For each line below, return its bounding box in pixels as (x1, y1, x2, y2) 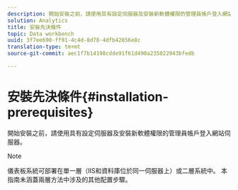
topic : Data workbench (7, 30, 74, 38)
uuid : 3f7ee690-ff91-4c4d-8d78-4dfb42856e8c (7, 37, 141, 44)
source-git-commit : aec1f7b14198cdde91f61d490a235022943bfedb (7, 50, 195, 57)
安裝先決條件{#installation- (7, 89, 169, 105)
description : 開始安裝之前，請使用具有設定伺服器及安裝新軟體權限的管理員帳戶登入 (7, 10, 223, 18)
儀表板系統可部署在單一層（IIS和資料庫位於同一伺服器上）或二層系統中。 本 (7, 166, 228, 174)
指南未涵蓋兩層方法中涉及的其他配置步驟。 (7, 175, 132, 184)
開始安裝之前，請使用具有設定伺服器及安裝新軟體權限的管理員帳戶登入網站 (7, 128, 225, 137)
